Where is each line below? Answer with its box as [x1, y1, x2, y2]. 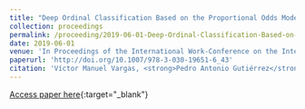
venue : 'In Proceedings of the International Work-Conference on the [9, 47, 279, 56]
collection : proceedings [9, 22, 103, 31]
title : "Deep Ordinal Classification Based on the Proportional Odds [9, 13, 279, 23]
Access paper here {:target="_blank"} [9, 88, 149, 100]
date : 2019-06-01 [9, 38, 75, 48]
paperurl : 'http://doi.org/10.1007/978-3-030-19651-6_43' [9, 55, 233, 64]
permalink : [9, 30, 51, 39]
